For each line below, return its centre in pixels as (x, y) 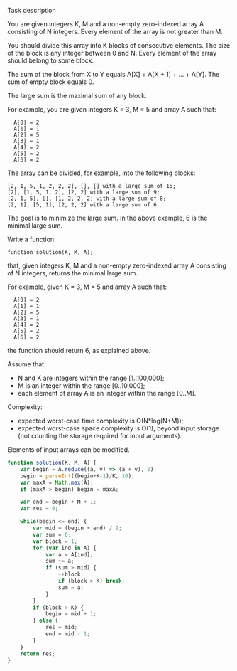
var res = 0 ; (39, 509)
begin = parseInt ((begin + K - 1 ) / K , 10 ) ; (77, 476)
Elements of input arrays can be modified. (68, 450)
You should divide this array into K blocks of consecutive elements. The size (119, 45)
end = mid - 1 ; (68, 634)
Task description (32, 10)
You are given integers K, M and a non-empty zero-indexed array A (106, 24)
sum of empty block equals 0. (51, 82)
